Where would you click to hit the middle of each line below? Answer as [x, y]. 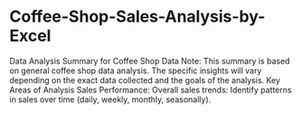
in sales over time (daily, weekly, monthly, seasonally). [110, 99]
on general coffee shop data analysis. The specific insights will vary [136, 71]
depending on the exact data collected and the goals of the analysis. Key [145, 80]
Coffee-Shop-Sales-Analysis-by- [137, 17]
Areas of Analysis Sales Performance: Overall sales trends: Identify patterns [150, 90]
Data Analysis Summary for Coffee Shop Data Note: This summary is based [150, 61]
